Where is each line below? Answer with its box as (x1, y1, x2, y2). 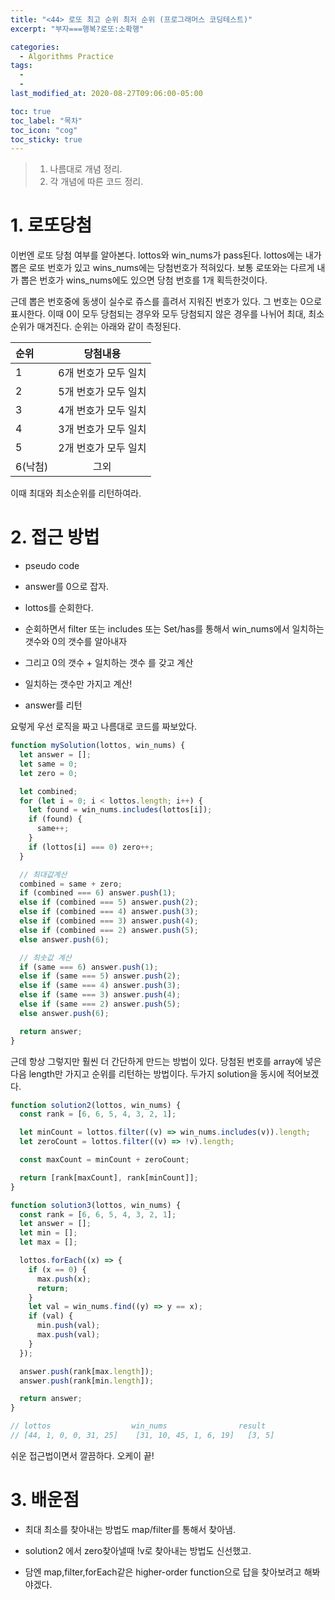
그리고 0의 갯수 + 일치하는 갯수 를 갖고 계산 (24, 657, 194, 669)
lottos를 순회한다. (24, 602, 94, 614)
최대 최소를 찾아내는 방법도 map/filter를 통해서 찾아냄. (24, 1523, 236, 1535)
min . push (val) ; (36, 1321, 101, 1331)
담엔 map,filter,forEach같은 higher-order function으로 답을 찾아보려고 (24, 1566, 302, 1578)
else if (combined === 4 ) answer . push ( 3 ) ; (19, 907, 199, 917)
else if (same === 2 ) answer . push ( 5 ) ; (19, 999, 182, 1009)
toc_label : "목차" (10, 116, 83, 126)
